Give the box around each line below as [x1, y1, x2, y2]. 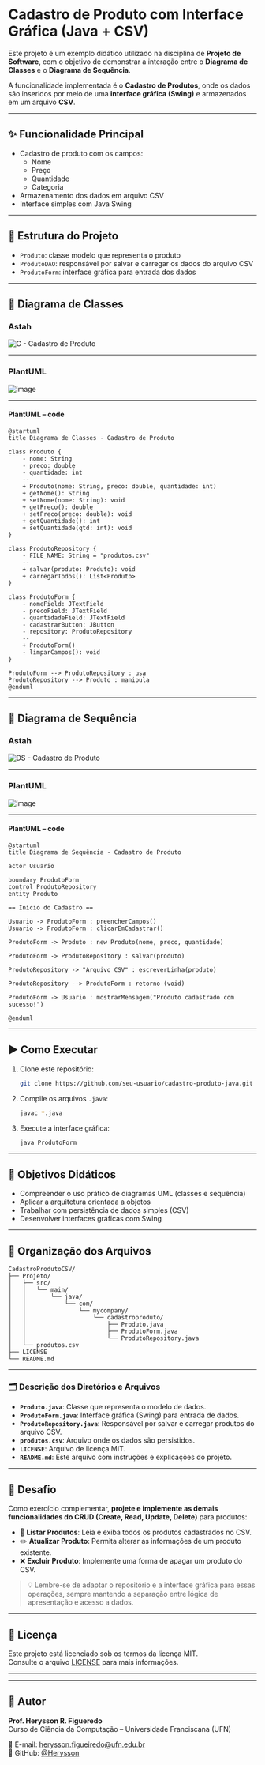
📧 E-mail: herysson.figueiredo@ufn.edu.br [8, 1740, 146, 1749]
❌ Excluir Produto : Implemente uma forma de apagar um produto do [19, 1556, 243, 1566]
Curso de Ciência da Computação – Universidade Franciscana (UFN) [8, 1724, 231, 1733]
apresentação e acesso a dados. [27, 1598, 134, 1607]
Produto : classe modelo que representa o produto [19, 250, 181, 260]
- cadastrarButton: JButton [22, 620, 114, 629]
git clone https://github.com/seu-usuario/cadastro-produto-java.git [19, 1079, 254, 1087]
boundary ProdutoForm [8, 875, 80, 884]
